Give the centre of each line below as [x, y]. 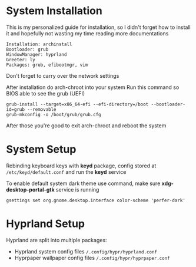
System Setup [41, 149]
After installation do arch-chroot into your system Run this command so [93, 87]
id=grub [16, 109]
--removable [42, 109]
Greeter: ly [21, 60]
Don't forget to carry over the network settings [63, 75]
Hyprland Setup [46, 224]
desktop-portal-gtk [30, 189]
